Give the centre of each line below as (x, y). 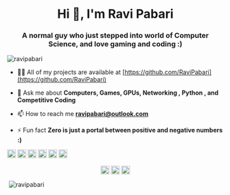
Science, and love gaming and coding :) (115, 44)
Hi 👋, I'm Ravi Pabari (115, 14)
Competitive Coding (46, 100)
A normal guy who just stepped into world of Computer (115, 36)
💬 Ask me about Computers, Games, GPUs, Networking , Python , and (118, 93)
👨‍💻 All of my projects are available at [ (71, 72)
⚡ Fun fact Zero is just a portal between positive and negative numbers (120, 130)
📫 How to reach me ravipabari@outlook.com (83, 114)
